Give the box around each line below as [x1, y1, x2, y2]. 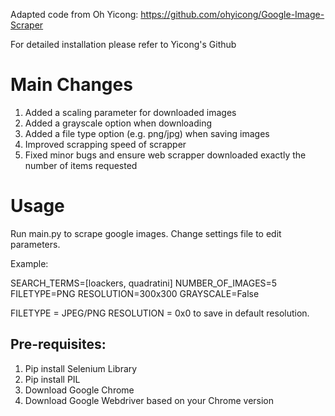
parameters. [10, 238, 61, 250]
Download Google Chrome [24, 384, 135, 396]
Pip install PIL [24, 373, 81, 385]
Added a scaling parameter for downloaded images [24, 106, 237, 118]
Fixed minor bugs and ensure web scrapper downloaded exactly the [24, 149, 307, 161]
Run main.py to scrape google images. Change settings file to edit [10, 227, 282, 239]
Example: [10, 257, 49, 269]
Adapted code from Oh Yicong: [10, 9, 139, 20]
